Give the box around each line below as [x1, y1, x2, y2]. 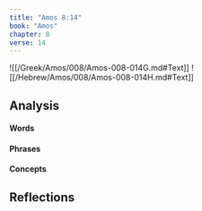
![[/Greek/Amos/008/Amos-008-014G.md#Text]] [9, 63, 190, 73]
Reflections [9, 190, 75, 205]
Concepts [9, 164, 47, 174]
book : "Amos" [9, 21, 58, 30]
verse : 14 [9, 38, 47, 47]
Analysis [9, 97, 60, 113]
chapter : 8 [9, 30, 50, 38]
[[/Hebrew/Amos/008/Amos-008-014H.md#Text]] [9, 72, 195, 83]
